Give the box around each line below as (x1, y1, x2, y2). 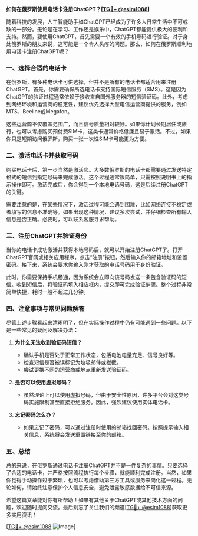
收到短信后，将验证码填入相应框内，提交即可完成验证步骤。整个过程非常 (16, 280, 192, 288)
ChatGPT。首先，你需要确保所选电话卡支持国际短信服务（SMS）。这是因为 (6, 86, 187, 93)
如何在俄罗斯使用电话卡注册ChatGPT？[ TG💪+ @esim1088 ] (6, 6, 150, 12)
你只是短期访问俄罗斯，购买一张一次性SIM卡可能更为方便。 (6, 135, 150, 142)
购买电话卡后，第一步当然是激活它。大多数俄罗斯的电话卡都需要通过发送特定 (6, 166, 192, 173)
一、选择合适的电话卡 (6, 64, 67, 72)
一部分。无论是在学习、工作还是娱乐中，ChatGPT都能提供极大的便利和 (16, 26, 189, 32)
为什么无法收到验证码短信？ (14, 339, 82, 346)
